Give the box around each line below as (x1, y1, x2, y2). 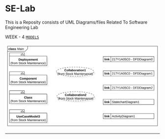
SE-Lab (5, 3, 36, 14)
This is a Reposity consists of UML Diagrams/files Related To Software (5, 19, 148, 25)
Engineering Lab (5, 24, 38, 30)
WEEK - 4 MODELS (5, 34, 39, 40)
